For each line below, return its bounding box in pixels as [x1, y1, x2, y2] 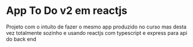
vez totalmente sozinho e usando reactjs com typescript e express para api [6, 29, 188, 36]
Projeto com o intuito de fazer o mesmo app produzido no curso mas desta [6, 23, 187, 30]
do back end [6, 35, 37, 42]
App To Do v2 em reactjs [6, 4, 127, 17]
